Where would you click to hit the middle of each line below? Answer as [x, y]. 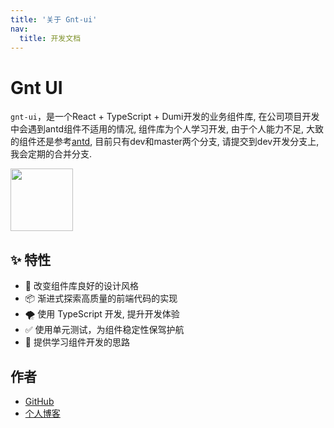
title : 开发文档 [50, 38]
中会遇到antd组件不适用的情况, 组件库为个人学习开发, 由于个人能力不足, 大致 [167, 129]
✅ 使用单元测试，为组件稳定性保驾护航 [104, 330]
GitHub [39, 401]
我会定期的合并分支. [51, 154]
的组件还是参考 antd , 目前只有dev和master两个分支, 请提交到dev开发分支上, [165, 142]
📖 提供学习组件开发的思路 [77, 342]
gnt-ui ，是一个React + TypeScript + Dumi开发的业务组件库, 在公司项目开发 [165, 117]
